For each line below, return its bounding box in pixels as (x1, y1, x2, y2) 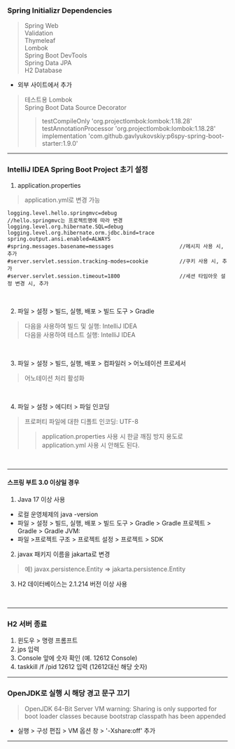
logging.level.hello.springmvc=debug (7, 209, 117, 217)
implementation (41, 132, 87, 140)
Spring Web (24, 22, 59, 30)
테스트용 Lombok (24, 95, 73, 104)
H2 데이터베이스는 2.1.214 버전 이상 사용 (17, 579, 128, 588)
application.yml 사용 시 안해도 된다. (41, 441, 140, 449)
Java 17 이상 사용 (17, 495, 66, 503)
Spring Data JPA (24, 59, 72, 67)
